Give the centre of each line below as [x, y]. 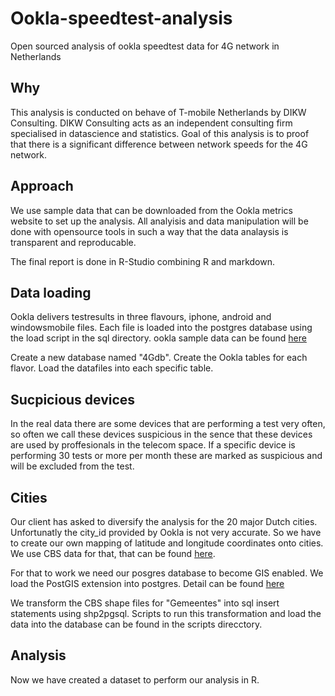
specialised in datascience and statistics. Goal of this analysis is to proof [160, 133]
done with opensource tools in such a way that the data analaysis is [149, 231]
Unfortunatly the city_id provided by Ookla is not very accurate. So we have [166, 532]
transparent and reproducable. [73, 242]
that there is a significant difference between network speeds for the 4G [159, 144]
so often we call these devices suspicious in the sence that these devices [161, 434]
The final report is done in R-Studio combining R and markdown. [142, 261]
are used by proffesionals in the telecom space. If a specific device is [153, 445]
